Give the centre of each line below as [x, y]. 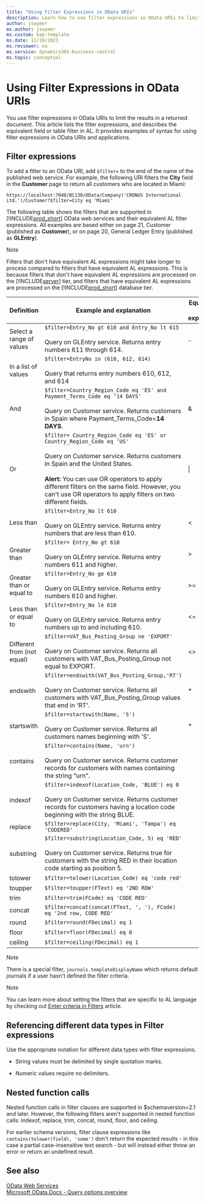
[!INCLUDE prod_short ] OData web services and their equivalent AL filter [97, 218]
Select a [21, 332]
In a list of [23, 366]
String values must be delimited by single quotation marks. [89, 1061]
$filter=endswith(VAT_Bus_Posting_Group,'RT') [113, 676]
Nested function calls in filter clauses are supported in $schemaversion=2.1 [101, 1107]
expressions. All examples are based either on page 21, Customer [88, 225]
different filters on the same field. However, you [113, 487]
